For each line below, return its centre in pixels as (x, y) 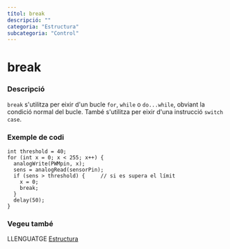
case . (15, 119)
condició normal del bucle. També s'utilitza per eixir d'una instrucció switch (115, 111)
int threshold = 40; (37, 152)
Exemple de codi (36, 137)
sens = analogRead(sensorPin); (59, 170)
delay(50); (29, 200)
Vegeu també (30, 223)
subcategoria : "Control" (43, 33)
